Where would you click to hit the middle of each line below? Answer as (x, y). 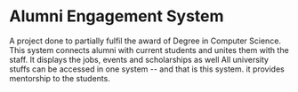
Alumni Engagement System (117, 16)
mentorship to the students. (60, 78)
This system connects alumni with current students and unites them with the (149, 50)
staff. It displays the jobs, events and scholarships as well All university (139, 59)
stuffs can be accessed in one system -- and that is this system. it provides (147, 69)
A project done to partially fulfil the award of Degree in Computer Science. (145, 41)
